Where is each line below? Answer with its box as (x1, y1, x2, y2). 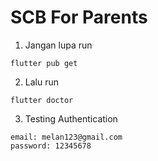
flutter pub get (10, 58, 78, 68)
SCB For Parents (10, 6, 148, 29)
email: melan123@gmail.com (10, 132, 123, 142)
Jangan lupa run (24, 39, 93, 51)
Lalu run (24, 76, 60, 88)
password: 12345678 (10, 141, 92, 151)
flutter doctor (10, 95, 74, 105)
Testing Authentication (24, 112, 118, 125)
